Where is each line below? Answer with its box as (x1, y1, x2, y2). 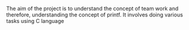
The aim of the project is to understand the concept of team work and (6, 5, 179, 12)
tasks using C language (6, 18, 64, 24)
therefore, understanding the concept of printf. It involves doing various (6, 11, 183, 18)
